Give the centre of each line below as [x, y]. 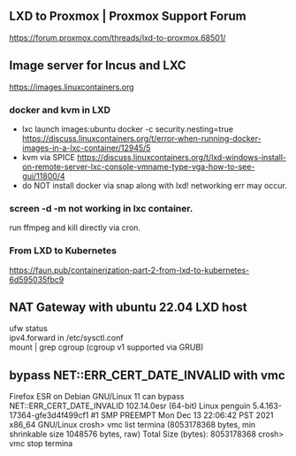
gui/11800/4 [43, 176]
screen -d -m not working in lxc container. [101, 208]
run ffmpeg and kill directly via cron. [75, 228]
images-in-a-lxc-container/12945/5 [86, 148]
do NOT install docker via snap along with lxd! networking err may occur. [154, 185]
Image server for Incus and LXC [98, 66]
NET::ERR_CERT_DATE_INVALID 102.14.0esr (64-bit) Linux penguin [130, 406]
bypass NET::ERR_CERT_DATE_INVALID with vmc [147, 375]
